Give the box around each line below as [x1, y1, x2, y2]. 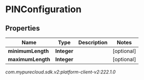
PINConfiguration [5, 4, 82, 15]
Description [78, 39, 108, 46]
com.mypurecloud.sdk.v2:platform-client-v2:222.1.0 [5, 69, 116, 75]
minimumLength [8, 47, 49, 55]
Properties [5, 24, 40, 33]
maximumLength [8, 56, 50, 63]
